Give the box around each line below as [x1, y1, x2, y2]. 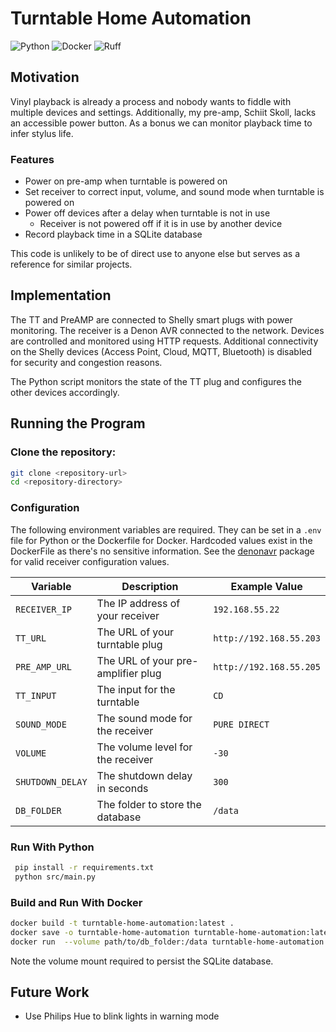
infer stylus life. [10, 127, 74, 139]
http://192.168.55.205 [213, 661, 321, 672]
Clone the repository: [10, 445, 117, 459]
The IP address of [96, 596, 181, 610]
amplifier [96, 666, 139, 680]
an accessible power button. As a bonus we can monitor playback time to [10, 117, 313, 129]
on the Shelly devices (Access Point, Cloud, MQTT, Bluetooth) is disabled [10, 345, 313, 357]
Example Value [230, 579, 303, 593]
